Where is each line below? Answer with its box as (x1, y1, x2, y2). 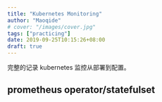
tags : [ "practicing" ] (7, 30, 71, 37)
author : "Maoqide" (7, 17, 61, 24)
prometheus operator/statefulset (7, 84, 156, 96)
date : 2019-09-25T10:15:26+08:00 (7, 37, 106, 44)
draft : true (7, 43, 42, 50)
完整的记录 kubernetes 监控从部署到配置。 (7, 63, 130, 71)
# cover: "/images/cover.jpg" (7, 23, 96, 30)
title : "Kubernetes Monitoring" (7, 10, 102, 18)
